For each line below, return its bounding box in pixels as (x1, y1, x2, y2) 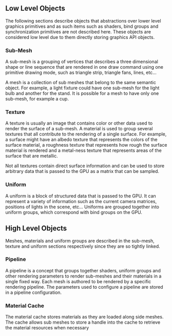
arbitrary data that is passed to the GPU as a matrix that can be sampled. (5, 168, 160, 174)
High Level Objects (5, 224, 67, 233)
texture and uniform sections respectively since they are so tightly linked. (5, 243, 160, 249)
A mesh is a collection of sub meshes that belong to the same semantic (5, 80, 157, 86)
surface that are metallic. (5, 153, 58, 159)
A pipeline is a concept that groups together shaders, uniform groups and (5, 267, 161, 273)
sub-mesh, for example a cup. (5, 96, 69, 102)
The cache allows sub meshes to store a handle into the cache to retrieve (5, 319, 161, 325)
